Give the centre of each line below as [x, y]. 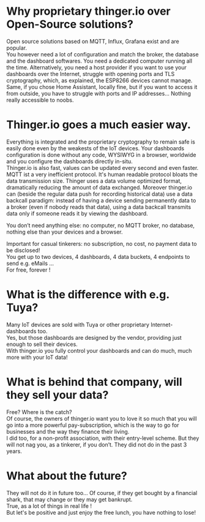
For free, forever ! [28, 270]
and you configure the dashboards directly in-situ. [69, 161]
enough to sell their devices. [42, 344]
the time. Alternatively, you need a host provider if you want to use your [96, 67]
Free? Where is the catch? [39, 412]
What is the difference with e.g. [88, 295]
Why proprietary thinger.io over [89, 11]
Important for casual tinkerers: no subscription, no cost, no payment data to [102, 244]
